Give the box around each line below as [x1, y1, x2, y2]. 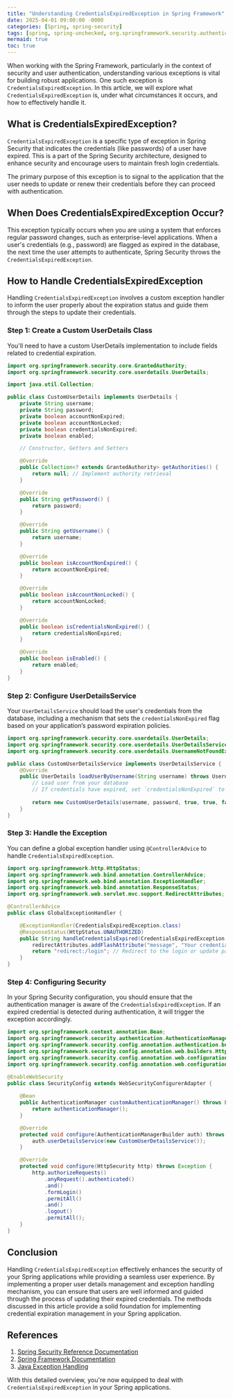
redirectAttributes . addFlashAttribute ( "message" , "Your [32, 941, 197, 948]
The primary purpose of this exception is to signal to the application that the [7, 172, 224, 180]
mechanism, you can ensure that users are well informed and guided [7, 1287, 203, 1295]
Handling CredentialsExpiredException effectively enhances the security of [7, 1265, 223, 1273]
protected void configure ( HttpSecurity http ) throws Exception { [19, 1163, 213, 1170]
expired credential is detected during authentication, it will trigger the [7, 1007, 205, 1016]
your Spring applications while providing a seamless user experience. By [7, 1272, 215, 1281]
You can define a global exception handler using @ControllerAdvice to [7, 844, 207, 852]
